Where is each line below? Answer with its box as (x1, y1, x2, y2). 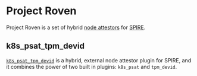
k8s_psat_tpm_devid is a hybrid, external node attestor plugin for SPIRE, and (6, 56, 192, 64)
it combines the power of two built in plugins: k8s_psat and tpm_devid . (6, 63, 177, 70)
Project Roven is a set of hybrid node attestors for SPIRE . (6, 24, 146, 31)
